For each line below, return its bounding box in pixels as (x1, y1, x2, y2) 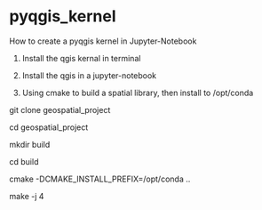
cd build (9, 156, 39, 166)
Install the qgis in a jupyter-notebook (21, 69, 157, 81)
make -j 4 (9, 190, 44, 201)
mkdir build (9, 139, 51, 149)
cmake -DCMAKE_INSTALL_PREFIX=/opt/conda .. (9, 174, 191, 184)
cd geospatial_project (9, 122, 89, 133)
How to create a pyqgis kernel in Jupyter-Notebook (9, 36, 197, 46)
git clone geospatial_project (9, 104, 111, 115)
